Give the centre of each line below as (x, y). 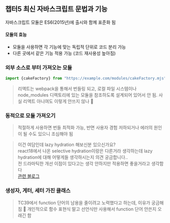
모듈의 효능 (16, 35)
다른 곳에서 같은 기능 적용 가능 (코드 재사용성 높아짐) (64, 53)
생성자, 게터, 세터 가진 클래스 (38, 191)
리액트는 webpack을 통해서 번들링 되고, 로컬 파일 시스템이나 (77, 89)
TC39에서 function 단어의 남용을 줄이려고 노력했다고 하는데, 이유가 (84, 203)
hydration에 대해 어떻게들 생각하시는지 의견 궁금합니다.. (73, 157)
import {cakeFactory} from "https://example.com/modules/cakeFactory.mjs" (86, 78)
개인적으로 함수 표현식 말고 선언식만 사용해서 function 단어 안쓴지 (92, 209)
